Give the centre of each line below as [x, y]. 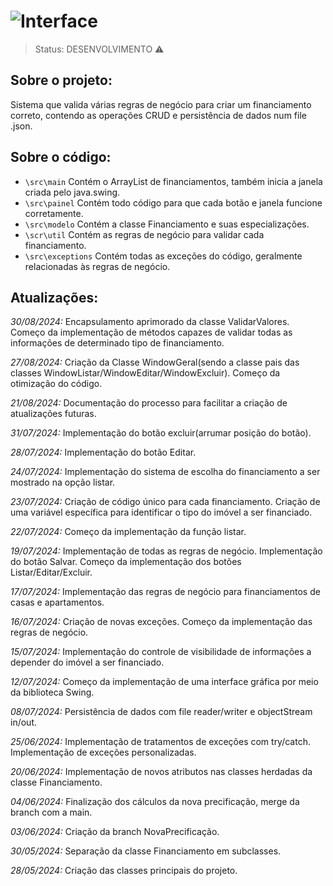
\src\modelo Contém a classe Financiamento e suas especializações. [167, 224]
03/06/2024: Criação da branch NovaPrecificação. [115, 832]
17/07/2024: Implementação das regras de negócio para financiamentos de [165, 592]
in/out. [23, 722]
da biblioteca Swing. [52, 692]
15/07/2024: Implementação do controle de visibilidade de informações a [161, 652]
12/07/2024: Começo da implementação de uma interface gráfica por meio [164, 682]
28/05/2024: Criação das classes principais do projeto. [124, 871]
